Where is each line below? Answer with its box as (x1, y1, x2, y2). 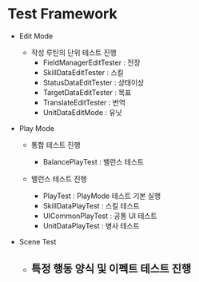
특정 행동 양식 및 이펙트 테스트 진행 (30, 262, 192, 276)
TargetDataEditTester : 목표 (42, 87, 132, 97)
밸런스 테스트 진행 (30, 173, 87, 184)
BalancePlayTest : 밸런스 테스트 (42, 157, 145, 166)
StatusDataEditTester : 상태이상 (42, 77, 145, 87)
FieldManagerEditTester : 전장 (42, 58, 141, 67)
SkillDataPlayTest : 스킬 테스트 (42, 201, 141, 210)
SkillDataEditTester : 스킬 (42, 67, 125, 77)
